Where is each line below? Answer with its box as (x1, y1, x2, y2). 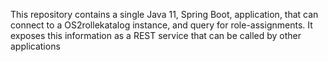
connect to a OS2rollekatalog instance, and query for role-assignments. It (10, 19, 313, 31)
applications (10, 40, 61, 52)
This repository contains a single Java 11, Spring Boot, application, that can (10, 9, 319, 20)
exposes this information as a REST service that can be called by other (10, 30, 302, 41)
